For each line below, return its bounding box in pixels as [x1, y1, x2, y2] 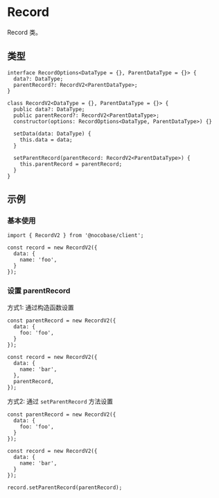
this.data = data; [19, 136, 73, 143]
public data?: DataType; [13, 106, 85, 113]
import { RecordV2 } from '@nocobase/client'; [7, 232, 144, 239]
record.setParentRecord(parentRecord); [7, 484, 123, 491]
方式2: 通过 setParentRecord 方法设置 [7, 397, 113, 405]
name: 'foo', [19, 257, 58, 264]
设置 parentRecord [7, 286, 71, 296]
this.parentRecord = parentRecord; [19, 161, 123, 168]
